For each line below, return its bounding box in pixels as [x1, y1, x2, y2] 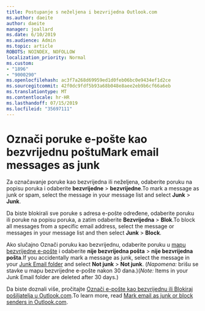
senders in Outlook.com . [6, 298, 69, 306]
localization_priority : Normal [6, 54, 86, 61]
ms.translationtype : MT [6, 89, 67, 95]
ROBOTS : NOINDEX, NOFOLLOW [6, 49, 75, 55]
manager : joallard [6, 26, 53, 32]
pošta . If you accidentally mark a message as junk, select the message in [6, 254, 190, 261]
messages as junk [6, 158, 100, 172]
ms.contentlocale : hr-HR [6, 94, 70, 100]
